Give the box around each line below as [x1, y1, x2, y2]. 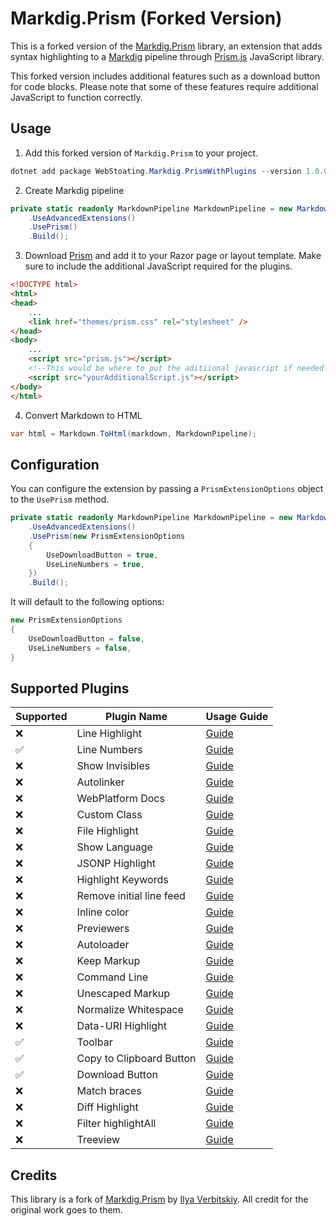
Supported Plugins [10, 680, 130, 697]
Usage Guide [205, 710, 269, 724]
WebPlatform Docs [76, 792, 165, 806]
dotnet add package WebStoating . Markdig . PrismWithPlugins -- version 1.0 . [10, 166, 325, 176]
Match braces [76, 1084, 142, 1098]
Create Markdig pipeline [24, 184, 125, 196]
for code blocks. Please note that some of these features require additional [10, 80, 319, 92]
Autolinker [76, 775, 125, 789]
